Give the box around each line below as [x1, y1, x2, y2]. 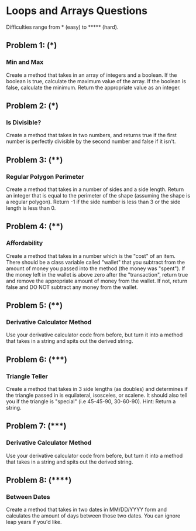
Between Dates [6, 493, 51, 501]
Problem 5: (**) [6, 301, 63, 311]
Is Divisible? [6, 118, 42, 127]
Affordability [6, 239, 43, 247]
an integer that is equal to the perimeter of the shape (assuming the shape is [6, 192, 191, 199]
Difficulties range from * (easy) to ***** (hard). [6, 23, 119, 30]
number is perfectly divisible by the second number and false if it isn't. [6, 138, 176, 145]
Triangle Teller [6, 372, 48, 380]
